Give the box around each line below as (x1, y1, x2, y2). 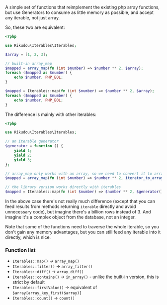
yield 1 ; (14, 148, 32, 153)
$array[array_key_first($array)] (12, 291, 82, 296)
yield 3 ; (14, 157, 32, 162)
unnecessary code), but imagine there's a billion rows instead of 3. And (5, 209, 151, 214)
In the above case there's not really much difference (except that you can (5, 199, 156, 204)
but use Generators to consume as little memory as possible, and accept (5, 9, 154, 15)
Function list (5, 246, 36, 253)
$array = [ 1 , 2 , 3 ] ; (5, 52, 48, 57)
